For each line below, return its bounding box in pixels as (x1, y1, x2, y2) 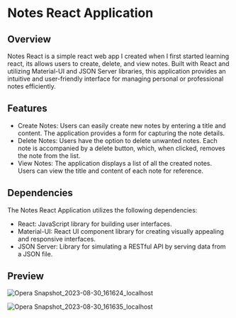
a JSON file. (17, 249, 53, 258)
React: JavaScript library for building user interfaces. (17, 220, 172, 228)
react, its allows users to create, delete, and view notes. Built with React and (7, 59, 230, 68)
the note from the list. (17, 151, 81, 160)
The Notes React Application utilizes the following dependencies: (7, 205, 198, 214)
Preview (7, 271, 45, 283)
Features (7, 103, 47, 115)
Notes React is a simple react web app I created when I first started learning (7, 52, 230, 60)
